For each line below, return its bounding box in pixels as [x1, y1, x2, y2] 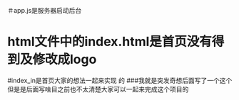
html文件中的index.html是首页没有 [7, 34, 213, 50]
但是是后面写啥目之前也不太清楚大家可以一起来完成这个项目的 [7, 84, 189, 94]
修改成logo [32, 52, 97, 67]
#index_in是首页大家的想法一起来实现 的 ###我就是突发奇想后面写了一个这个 [7, 76, 233, 84]
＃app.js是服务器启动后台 [7, 6, 82, 14]
